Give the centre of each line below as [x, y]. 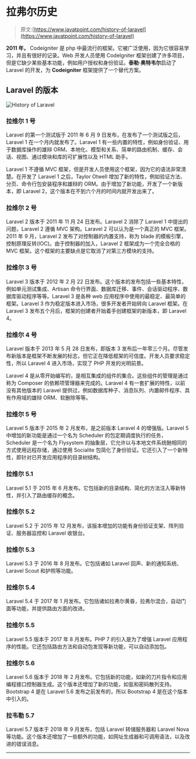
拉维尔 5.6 [20, 663]
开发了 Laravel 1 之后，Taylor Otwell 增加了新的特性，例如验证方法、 [103, 177]
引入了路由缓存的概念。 [49, 495]
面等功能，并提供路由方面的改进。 [47, 608]
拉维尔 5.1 [20, 474]
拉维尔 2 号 [21, 207]
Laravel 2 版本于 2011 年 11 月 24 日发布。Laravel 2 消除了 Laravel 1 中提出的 [97, 222]
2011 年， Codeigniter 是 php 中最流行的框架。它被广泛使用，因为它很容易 [95, 48]
